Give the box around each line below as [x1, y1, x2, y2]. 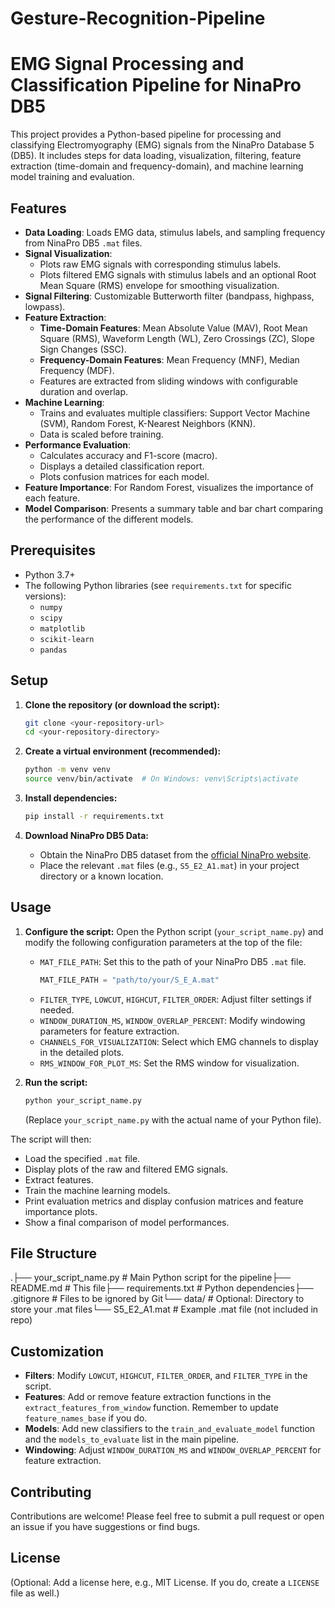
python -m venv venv [24, 765, 111, 775]
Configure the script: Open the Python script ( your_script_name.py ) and [24, 925, 324, 937]
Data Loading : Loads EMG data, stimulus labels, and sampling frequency [24, 226, 326, 238]
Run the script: [24, 1076, 88, 1088]
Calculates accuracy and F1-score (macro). [39, 449, 218, 461]
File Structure [10, 1245, 97, 1262]
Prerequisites [10, 542, 96, 559]
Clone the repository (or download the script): [24, 698, 220, 711]
